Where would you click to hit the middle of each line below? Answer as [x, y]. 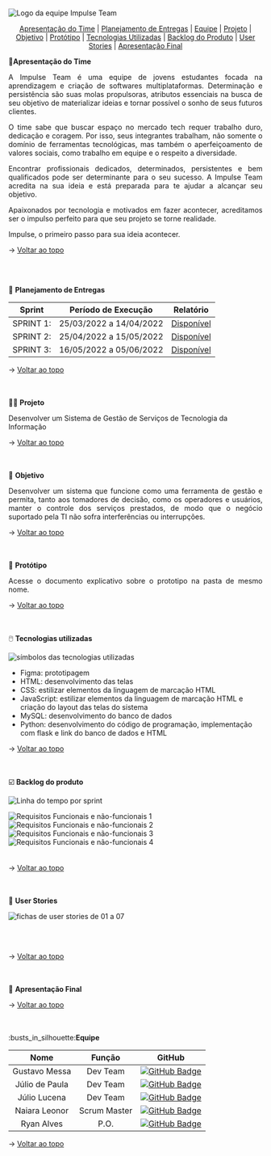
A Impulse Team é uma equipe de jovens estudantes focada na [135, 77]
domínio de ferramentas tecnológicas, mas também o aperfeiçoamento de [135, 144]
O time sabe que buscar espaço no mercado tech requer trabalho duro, [135, 127]
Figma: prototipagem [55, 673]
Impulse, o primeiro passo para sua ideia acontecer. [94, 234]
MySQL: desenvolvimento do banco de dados [96, 716]
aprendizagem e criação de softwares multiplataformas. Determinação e [135, 86]
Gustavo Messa [42, 1071]
